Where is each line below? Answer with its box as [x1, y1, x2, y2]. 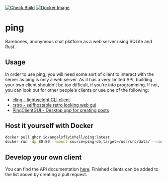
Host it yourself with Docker [5, 121, 93, 130]
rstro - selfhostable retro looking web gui [12, 102, 96, 108]
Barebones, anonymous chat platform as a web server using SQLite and [5, 38, 153, 44]
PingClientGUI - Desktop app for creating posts [12, 107, 109, 113]
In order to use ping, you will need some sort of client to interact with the [5, 71, 154, 77]
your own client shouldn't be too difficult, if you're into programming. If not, [5, 82, 159, 88]
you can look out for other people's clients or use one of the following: [5, 87, 149, 93]
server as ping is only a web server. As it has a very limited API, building [5, 76, 153, 82]
